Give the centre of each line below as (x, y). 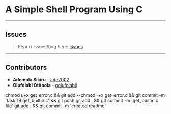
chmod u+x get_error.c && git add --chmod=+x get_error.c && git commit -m (85, 95)
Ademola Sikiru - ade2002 (41, 79)
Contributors (26, 67)
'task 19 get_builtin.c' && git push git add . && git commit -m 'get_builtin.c (82, 100)
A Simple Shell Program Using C (74, 9)
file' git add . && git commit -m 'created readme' (55, 106)
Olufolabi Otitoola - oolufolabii (45, 85)
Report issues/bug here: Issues (50, 46)
